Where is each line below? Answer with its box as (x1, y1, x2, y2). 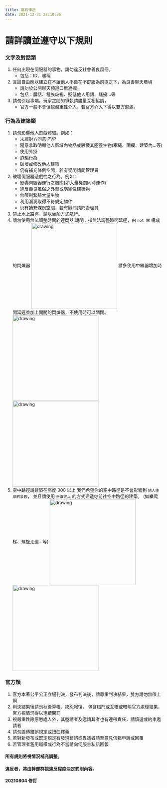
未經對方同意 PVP (19, 136, 56, 142)
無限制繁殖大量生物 (19, 192, 60, 198)
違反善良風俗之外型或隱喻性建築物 (19, 186, 90, 192)
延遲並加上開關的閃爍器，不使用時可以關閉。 (16, 309, 109, 315)
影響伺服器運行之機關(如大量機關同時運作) (19, 180, 106, 186)
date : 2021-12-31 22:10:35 (5, 12, 61, 17)
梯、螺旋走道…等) (12, 539, 49, 545)
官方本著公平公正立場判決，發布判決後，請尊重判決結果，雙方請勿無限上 (12, 691, 161, 697)
